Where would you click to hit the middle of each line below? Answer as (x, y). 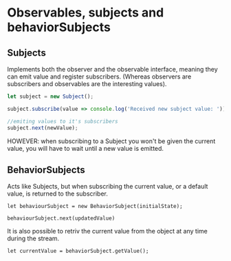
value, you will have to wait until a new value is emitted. (85, 148)
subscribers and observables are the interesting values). (87, 84)
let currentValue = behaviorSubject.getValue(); (78, 251)
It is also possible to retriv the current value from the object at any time (107, 231)
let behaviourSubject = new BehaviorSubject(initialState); (95, 207)
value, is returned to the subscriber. (57, 194)
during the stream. (33, 238)
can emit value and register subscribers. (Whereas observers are (99, 76)
